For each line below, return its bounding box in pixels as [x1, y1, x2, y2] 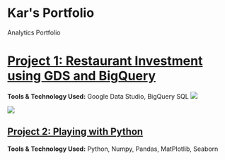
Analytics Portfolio [7, 28, 61, 37]
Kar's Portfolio [7, 5, 94, 21]
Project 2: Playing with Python [7, 125, 144, 138]
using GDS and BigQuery [7, 68, 156, 84]
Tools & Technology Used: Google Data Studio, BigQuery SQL [7, 92, 189, 100]
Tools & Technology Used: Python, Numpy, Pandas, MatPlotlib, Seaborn [7, 144, 219, 153]
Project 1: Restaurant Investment [7, 53, 203, 69]
